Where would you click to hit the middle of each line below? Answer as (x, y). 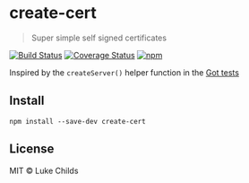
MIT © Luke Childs (44, 170)
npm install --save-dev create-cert (77, 121)
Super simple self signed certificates (99, 38)
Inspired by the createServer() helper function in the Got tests (124, 72)
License (32, 149)
